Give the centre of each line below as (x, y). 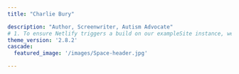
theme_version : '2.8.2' (43, 40)
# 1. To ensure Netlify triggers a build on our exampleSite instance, (116, 33)
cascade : (20, 47)
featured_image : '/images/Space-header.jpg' (81, 53)
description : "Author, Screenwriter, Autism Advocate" (90, 27)
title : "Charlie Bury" (41, 14)
